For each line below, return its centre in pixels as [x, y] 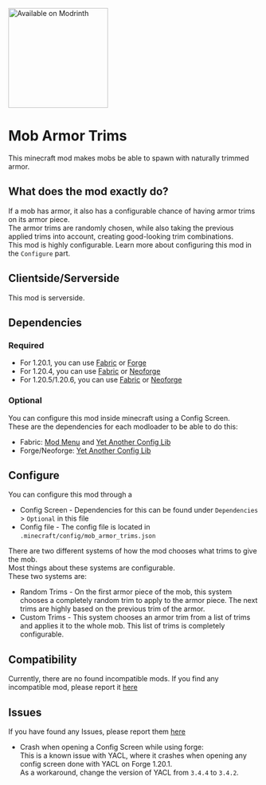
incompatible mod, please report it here [73, 688]
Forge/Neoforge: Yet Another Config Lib [85, 450]
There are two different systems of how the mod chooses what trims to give [133, 551]
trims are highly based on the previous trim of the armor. [112, 609]
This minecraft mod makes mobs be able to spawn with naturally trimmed [129, 158]
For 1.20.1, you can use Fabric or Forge [83, 363]
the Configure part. [39, 253]
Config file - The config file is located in [85, 527]
